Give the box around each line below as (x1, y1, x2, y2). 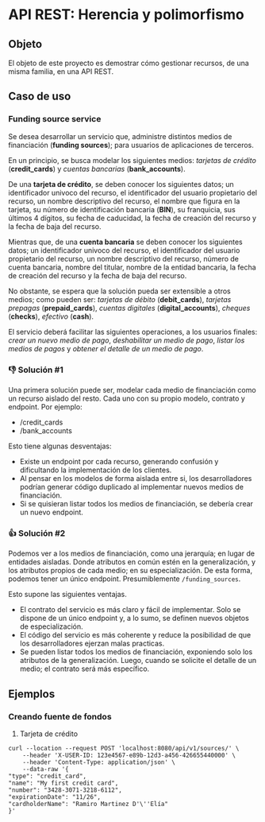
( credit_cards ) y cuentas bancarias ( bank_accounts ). (8, 164, 186, 173)
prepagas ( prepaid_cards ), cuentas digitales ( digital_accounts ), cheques (8, 303, 251, 312)
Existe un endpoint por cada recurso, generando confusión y (19, 456, 219, 466)
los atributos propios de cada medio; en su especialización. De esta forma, (8, 566, 252, 576)
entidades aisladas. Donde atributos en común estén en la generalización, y (8, 557, 256, 567)
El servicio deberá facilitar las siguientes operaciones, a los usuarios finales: (8, 327, 258, 336)
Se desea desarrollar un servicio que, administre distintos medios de (8, 131, 232, 141)
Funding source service (8, 114, 102, 125)
